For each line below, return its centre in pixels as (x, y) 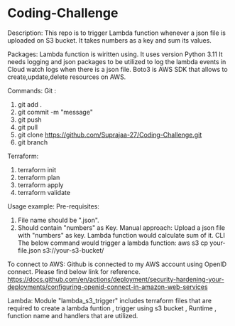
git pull (27, 127)
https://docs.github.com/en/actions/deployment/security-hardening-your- (116, 279)
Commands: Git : (32, 90)
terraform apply (40, 185)
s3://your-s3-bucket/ (73, 250)
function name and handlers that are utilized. (73, 315)
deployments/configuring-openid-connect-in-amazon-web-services (108, 287)
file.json (29, 250)
